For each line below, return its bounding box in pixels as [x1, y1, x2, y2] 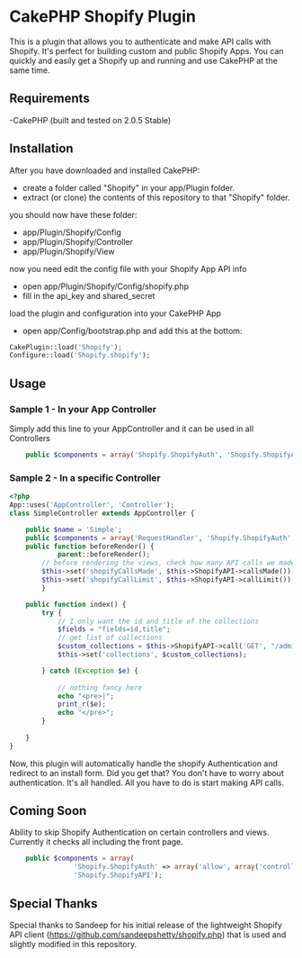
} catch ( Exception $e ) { [41, 666, 139, 675]
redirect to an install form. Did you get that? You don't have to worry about [9, 767, 285, 778]
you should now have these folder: [9, 209, 138, 220]
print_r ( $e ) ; [57, 700, 106, 709]
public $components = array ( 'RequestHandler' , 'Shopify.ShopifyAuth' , [25, 533, 296, 542]
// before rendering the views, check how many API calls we [41, 558, 276, 568]
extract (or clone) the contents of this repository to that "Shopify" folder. [22, 192, 290, 203]
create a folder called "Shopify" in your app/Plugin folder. [22, 182, 235, 193]
